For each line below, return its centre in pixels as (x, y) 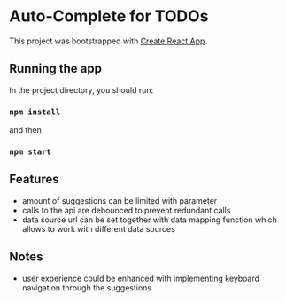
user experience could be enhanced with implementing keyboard (140, 278)
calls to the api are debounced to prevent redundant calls (126, 210)
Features (34, 179)
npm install (35, 112)
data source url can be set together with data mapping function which (149, 220)
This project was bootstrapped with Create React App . (108, 41)
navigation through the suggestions (87, 287)
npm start (30, 151)
